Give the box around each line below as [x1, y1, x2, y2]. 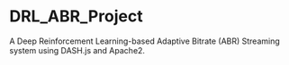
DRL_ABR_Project [9, 6, 143, 27]
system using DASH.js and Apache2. [9, 45, 146, 55]
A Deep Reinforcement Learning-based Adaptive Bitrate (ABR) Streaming [9, 36, 281, 46]
